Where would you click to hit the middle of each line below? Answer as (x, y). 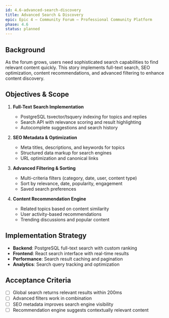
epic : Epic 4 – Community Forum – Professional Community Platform (79, 19)
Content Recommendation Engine (49, 199)
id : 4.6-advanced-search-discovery (43, 10)
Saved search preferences (48, 189)
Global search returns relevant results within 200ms (67, 292)
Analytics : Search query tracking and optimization (66, 264)
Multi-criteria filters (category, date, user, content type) (79, 178)
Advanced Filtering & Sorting (44, 168)
